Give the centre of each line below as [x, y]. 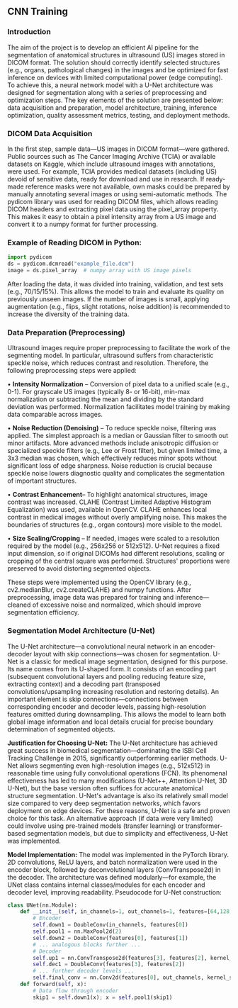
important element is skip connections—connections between [98, 699]
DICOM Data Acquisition [50, 133]
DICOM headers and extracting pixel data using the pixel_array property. [113, 209]
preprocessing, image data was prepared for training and [91, 598]
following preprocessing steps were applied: [72, 371]
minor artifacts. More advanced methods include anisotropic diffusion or [113, 443]
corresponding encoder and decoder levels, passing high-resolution [107, 706]
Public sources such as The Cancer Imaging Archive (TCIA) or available [112, 156]
